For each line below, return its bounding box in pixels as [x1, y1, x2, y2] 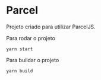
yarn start [6, 46, 33, 52]
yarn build [6, 68, 33, 74]
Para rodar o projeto [6, 34, 55, 41]
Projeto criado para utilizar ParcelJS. [6, 23, 96, 30]
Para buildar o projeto [6, 56, 59, 63]
